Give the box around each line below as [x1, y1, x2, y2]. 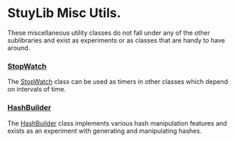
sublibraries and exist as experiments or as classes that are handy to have [7, 35, 225, 44]
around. [7, 43, 31, 52]
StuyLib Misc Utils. [7, 5, 121, 21]
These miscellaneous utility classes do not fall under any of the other [7, 28, 211, 37]
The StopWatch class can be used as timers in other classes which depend [7, 77, 229, 86]
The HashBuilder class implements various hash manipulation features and [7, 119, 227, 127]
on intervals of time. [7, 85, 66, 94]
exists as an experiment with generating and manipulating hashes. [7, 126, 202, 135]
